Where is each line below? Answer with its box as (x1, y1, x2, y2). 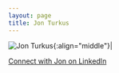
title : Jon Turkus (8, 19, 69, 27)
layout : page (8, 11, 52, 20)
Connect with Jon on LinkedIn (8, 56, 107, 66)
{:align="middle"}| (53, 40, 113, 50)
